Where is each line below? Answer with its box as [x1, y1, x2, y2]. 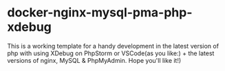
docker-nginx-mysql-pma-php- [7, 5, 193, 20]
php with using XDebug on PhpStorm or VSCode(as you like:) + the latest [7, 49, 215, 57]
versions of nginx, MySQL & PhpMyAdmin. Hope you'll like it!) [7, 56, 182, 64]
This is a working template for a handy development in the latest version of [7, 42, 219, 50]
